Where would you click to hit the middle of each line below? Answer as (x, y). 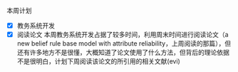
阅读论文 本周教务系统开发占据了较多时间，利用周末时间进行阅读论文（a (123, 35)
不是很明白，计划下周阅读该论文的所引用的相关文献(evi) (99, 61)
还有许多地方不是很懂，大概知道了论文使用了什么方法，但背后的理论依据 (123, 53)
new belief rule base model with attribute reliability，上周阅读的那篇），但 (124, 43)
